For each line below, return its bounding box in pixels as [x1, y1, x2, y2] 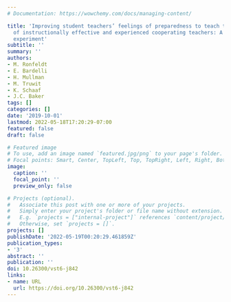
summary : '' [7, 48, 41, 55]
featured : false [7, 125, 54, 132]
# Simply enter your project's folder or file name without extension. [7, 208, 223, 214]
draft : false [7, 132, 45, 139]
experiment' [13, 35, 48, 42]
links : [7, 272, 26, 279]
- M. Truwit [7, 80, 41, 87]
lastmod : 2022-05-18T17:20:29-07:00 [7, 119, 112, 125]
